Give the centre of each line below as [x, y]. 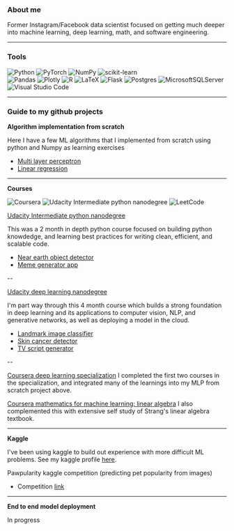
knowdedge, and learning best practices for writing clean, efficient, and [110, 236]
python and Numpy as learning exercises [66, 147]
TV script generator [46, 348]
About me [24, 10]
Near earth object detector [55, 257]
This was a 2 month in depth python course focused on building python [110, 229]
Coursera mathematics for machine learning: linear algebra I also [100, 403]
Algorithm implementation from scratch [66, 126]
